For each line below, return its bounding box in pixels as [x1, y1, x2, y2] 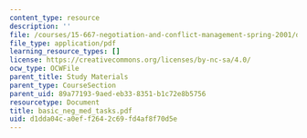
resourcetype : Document [9, 97, 101, 107]
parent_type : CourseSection [9, 81, 117, 90]
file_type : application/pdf [9, 38, 117, 48]
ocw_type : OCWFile [9, 64, 79, 74]
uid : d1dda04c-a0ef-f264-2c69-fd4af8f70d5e [9, 114, 178, 123]
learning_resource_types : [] [9, 47, 121, 56]
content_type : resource [9, 13, 101, 23]
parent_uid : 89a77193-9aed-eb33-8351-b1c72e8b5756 [9, 89, 206, 98]
